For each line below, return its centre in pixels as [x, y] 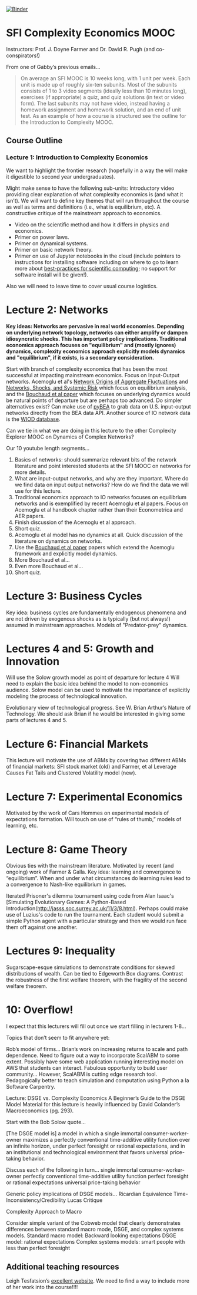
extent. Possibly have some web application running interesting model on [95, 1062]
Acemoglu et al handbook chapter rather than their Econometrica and [99, 509]
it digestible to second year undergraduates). [61, 176]
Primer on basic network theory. [54, 249]
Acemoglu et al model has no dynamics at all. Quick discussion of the [99, 535]
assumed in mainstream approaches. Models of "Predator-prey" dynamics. [97, 625]
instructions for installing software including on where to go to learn [97, 262]
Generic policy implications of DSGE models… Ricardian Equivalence [89, 1194]
